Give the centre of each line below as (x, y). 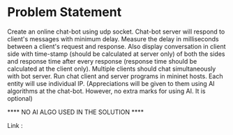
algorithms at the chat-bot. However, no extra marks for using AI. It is (106, 91)
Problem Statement (65, 12)
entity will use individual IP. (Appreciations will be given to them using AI (111, 83)
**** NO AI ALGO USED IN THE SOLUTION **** (76, 112)
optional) (20, 98)
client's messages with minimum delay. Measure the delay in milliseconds (113, 38)
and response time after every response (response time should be (102, 61)
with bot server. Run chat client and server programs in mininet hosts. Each (115, 76)
